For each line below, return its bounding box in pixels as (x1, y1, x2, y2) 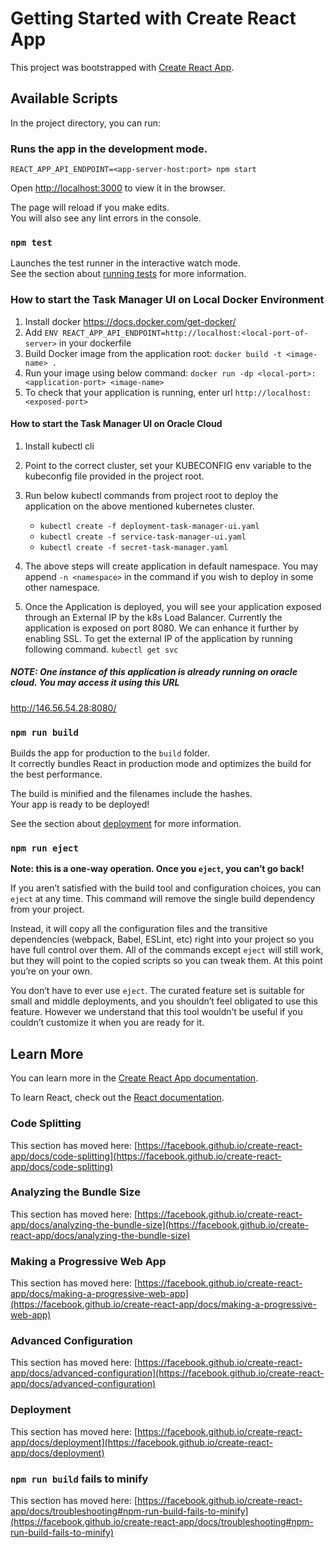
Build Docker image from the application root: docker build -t (24, 347, 282, 359)
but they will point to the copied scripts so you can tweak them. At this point (10, 955, 323, 967)
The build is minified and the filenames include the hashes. (10, 788, 253, 800)
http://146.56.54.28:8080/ (10, 702, 117, 714)
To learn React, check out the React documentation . (10, 1092, 225, 1104)
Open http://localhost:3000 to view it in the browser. (10, 182, 226, 194)
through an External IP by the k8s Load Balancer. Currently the (24, 611, 283, 623)
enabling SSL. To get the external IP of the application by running (24, 632, 293, 644)
